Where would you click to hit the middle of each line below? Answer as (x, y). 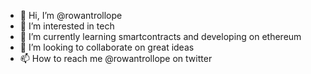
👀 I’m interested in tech (67, 26)
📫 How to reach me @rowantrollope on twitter (116, 58)
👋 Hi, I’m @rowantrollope (71, 15)
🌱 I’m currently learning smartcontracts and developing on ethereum (160, 36)
